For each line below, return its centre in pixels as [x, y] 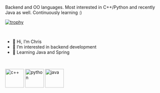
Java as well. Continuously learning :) [44, 12]
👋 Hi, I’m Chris [27, 41]
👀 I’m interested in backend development [54, 47]
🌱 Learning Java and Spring [41, 52]
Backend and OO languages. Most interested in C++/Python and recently [80, 7]
